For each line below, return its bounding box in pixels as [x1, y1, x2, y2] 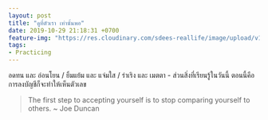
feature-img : [8, 33, 52, 42]
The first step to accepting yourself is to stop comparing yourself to [27, 95, 250, 104]
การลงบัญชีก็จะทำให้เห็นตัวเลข [8, 79, 87, 88]
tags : [8, 41, 26, 49]
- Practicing [8, 48, 52, 56]
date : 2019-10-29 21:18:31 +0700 [8, 26, 120, 34]
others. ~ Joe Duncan [27, 104, 100, 113]
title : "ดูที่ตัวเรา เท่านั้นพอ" [8, 19, 85, 27]
